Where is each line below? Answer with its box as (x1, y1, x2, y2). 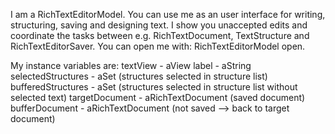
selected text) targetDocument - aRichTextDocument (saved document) (10, 92, 306, 103)
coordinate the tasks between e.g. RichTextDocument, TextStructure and (10, 30, 310, 41)
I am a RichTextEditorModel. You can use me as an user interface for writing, (10, 9, 326, 20)
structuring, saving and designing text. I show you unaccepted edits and (10, 19, 308, 31)
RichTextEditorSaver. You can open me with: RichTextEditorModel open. (10, 40, 306, 52)
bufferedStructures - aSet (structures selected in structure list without (10, 81, 298, 93)
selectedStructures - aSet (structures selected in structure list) (10, 70, 268, 82)
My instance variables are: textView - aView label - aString (10, 60, 252, 71)
